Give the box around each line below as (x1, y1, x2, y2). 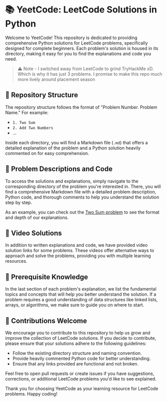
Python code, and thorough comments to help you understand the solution (5, 194, 159, 200)
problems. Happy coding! (5, 391, 58, 396)
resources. (5, 258, 28, 264)
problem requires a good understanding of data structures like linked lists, (5, 297, 158, 303)
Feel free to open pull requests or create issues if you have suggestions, (5, 370, 154, 376)
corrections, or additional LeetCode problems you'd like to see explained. (5, 376, 156, 381)
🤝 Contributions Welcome (5, 316, 87, 325)
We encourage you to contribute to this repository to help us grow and (5, 330, 150, 336)
